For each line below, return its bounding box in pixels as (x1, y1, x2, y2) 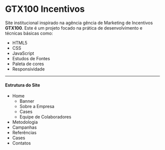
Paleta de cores (12, 61, 44, 67)
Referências (12, 130, 37, 136)
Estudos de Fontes (12, 55, 50, 61)
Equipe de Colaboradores (19, 114, 72, 120)
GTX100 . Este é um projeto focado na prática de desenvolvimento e (5, 25, 143, 31)
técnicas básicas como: (5, 30, 53, 36)
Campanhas (12, 124, 37, 130)
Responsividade (12, 66, 45, 72)
